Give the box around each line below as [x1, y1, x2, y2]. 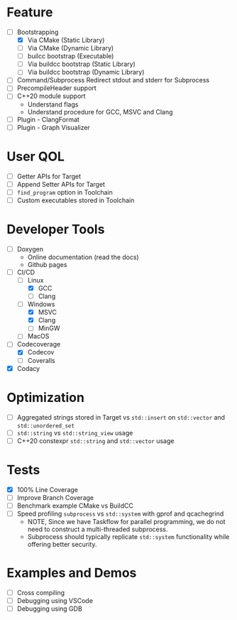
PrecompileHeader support [16, 84, 97, 92]
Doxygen [16, 244, 44, 253]
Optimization [6, 389, 84, 406]
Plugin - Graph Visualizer [16, 123, 90, 131]
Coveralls [27, 356, 55, 364]
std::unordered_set [16, 422, 75, 430]
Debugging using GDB [16, 604, 82, 613]
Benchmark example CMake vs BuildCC [16, 501, 134, 510]
